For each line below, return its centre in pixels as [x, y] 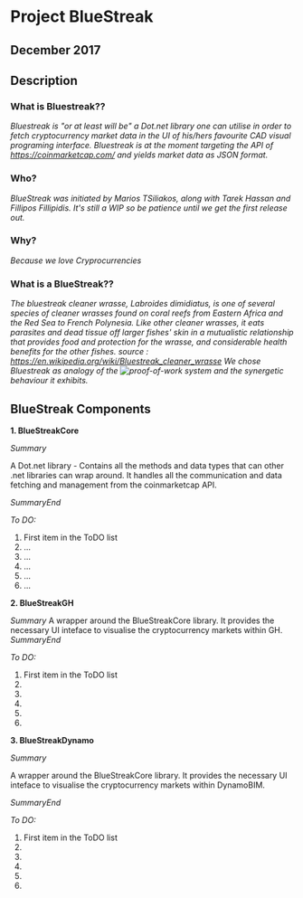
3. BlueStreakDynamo [52, 740]
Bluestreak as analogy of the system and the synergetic [147, 371]
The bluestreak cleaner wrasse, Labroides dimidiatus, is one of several [142, 304]
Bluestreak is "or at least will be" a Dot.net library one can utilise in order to [151, 126]
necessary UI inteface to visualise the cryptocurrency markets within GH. [147, 629]
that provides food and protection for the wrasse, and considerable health [149, 342]
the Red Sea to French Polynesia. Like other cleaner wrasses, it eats [137, 323]
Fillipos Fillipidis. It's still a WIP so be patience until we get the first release [149, 208]
